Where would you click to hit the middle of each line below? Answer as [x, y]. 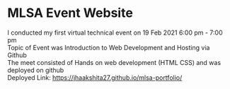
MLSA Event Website [70, 13]
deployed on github [36, 70]
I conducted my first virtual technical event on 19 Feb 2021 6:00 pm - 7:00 [115, 32]
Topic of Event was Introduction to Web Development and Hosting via [109, 47]
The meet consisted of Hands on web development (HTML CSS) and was [114, 62]
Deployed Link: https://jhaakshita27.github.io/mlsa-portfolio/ [95, 77]
